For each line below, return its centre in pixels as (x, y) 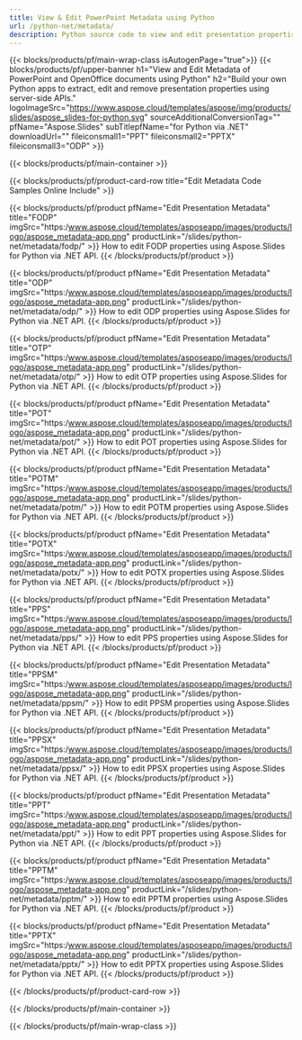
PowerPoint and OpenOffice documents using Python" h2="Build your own (148, 79)
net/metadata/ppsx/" (48, 769)
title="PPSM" (34, 674)
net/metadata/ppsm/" (49, 703)
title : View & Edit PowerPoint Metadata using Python (112, 18)
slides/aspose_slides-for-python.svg (77, 117)
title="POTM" (34, 479)
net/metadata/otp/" (45, 377)
